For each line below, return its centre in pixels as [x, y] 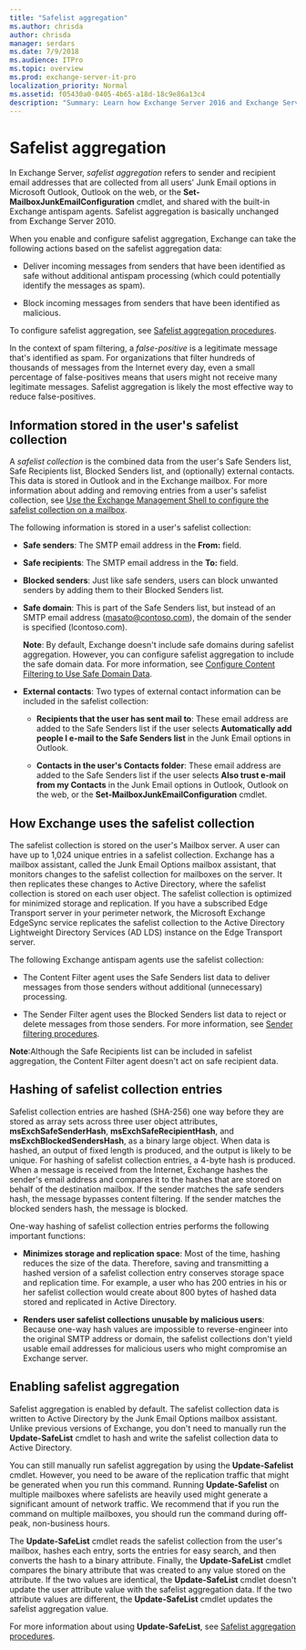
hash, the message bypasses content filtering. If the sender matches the [145, 1198]
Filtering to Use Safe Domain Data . [87, 674]
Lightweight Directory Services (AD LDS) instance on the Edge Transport [146, 932]
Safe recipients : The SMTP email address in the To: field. [130, 563]
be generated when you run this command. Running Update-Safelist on [144, 1484]
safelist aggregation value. [59, 1608]
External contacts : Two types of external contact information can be [152, 692]
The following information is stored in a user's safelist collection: [130, 528]
